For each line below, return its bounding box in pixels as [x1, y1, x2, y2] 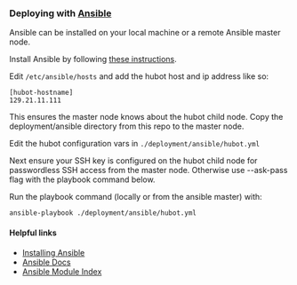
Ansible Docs [21, 257, 71, 267]
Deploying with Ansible [9, 7, 112, 20]
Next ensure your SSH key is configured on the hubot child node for [9, 155, 258, 166]
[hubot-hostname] [9, 88, 74, 98]
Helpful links [9, 227, 58, 238]
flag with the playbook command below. [9, 174, 156, 185]
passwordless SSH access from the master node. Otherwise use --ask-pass [9, 165, 288, 176]
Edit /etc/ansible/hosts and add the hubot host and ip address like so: [9, 71, 269, 82]
